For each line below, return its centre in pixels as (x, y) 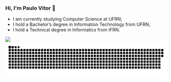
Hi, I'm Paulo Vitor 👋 (30, 8)
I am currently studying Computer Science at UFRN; (67, 19)
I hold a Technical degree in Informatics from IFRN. (66, 30)
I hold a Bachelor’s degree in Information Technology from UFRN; (81, 24)
